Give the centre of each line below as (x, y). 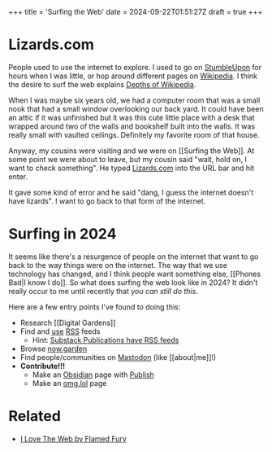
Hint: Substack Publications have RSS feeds (106, 340)
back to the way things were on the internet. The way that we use (118, 265)
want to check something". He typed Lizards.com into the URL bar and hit (131, 168)
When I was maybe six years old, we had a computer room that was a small (134, 100)
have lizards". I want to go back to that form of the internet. (107, 201)
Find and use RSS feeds (60, 331)
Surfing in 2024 (63, 234)
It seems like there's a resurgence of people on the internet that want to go (134, 257)
